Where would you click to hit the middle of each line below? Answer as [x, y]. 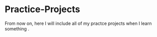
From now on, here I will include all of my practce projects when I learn [78, 23]
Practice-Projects [42, 9]
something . [17, 28]
